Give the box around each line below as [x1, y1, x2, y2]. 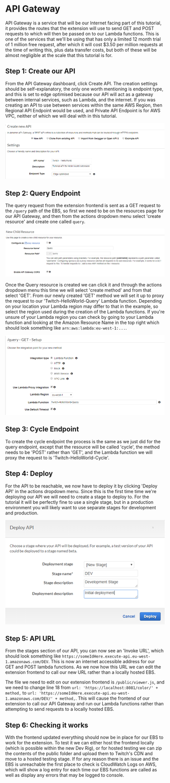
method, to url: [5, 690, 37, 696]
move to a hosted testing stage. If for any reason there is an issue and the [5, 756, 159, 762]
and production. [5, 510, 39, 516]
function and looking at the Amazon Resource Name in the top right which [5, 319, 159, 325]
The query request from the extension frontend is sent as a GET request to [5, 202, 161, 208]
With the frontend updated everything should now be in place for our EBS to [5, 734, 163, 740]
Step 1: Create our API [5, 67, 76, 76]
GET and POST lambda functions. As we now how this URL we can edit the [5, 664, 161, 670]
